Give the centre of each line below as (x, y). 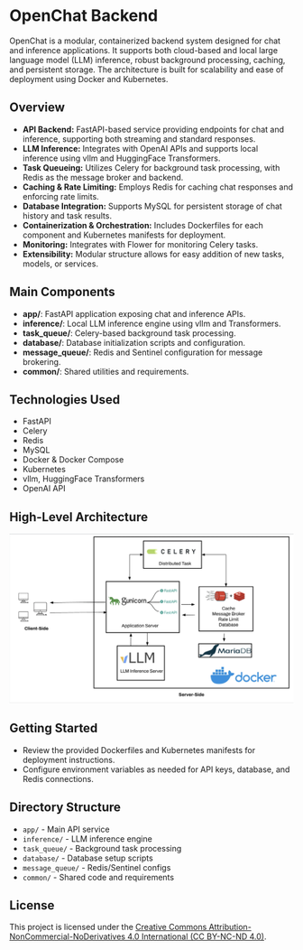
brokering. (41, 361)
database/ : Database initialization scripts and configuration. (134, 342)
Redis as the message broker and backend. (103, 177)
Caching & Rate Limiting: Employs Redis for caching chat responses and (158, 187)
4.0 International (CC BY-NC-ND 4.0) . (197, 936)
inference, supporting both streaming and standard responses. (139, 139)
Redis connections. (58, 778)
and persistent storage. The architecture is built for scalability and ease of (147, 70)
